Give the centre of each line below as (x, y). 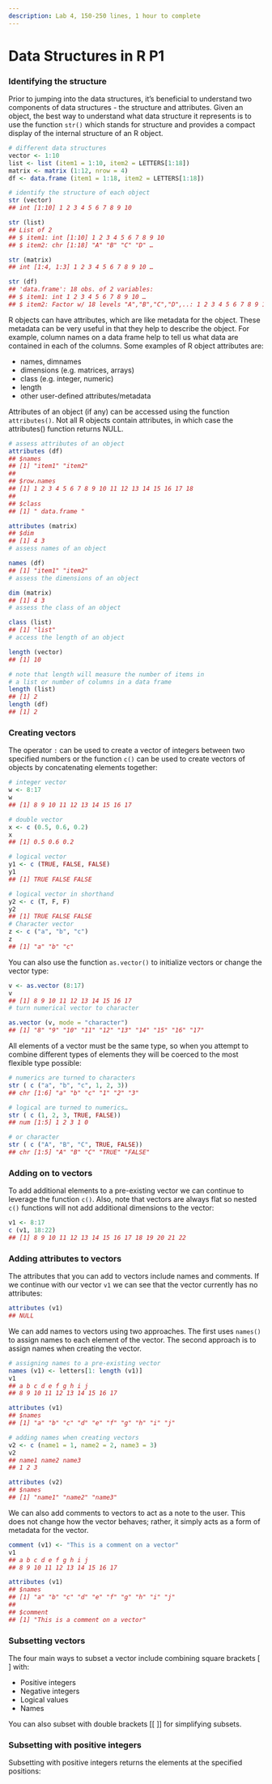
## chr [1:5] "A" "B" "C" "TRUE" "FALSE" (79, 1152)
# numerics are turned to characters (72, 1078)
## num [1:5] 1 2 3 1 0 (49, 1122)
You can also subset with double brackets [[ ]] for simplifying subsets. (125, 1724)
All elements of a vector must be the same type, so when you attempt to (129, 1046)
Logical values (44, 1699)
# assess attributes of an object (67, 443)
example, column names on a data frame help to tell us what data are (123, 337)
